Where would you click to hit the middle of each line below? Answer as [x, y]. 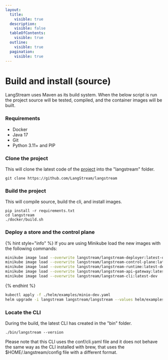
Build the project [26, 190]
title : [16, 14]
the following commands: [31, 248]
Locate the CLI [23, 312]
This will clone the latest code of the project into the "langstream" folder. [80, 169]
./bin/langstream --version [34, 332]
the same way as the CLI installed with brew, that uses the [65, 347]
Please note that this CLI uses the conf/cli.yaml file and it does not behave [81, 341]
